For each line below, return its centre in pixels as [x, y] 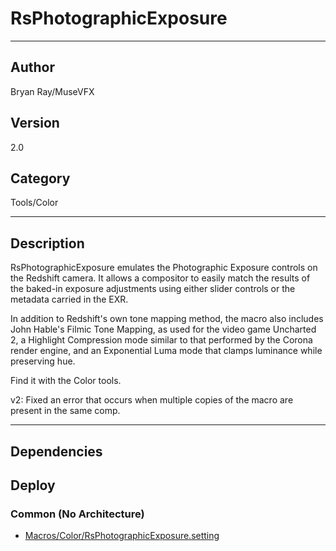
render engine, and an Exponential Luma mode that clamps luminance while [166, 351]
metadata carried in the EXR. [69, 299]
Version [35, 123]
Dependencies [56, 451]
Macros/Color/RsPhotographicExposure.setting [122, 536]
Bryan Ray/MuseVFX [52, 91]
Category [40, 178]
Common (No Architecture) [77, 514]
